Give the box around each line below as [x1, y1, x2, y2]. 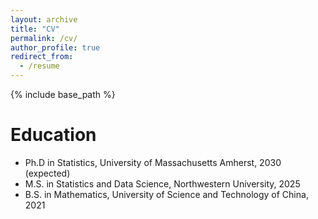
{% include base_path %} [10, 89, 116, 100]
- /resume [19, 61, 60, 71]
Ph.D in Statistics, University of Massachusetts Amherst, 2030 [24, 156, 282, 168]
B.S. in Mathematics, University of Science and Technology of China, [24, 188, 309, 200]
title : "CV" [10, 24, 60, 34]
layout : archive [10, 14, 78, 25]
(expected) [24, 167, 71, 179]
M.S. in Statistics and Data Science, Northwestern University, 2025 [24, 177, 301, 190]
